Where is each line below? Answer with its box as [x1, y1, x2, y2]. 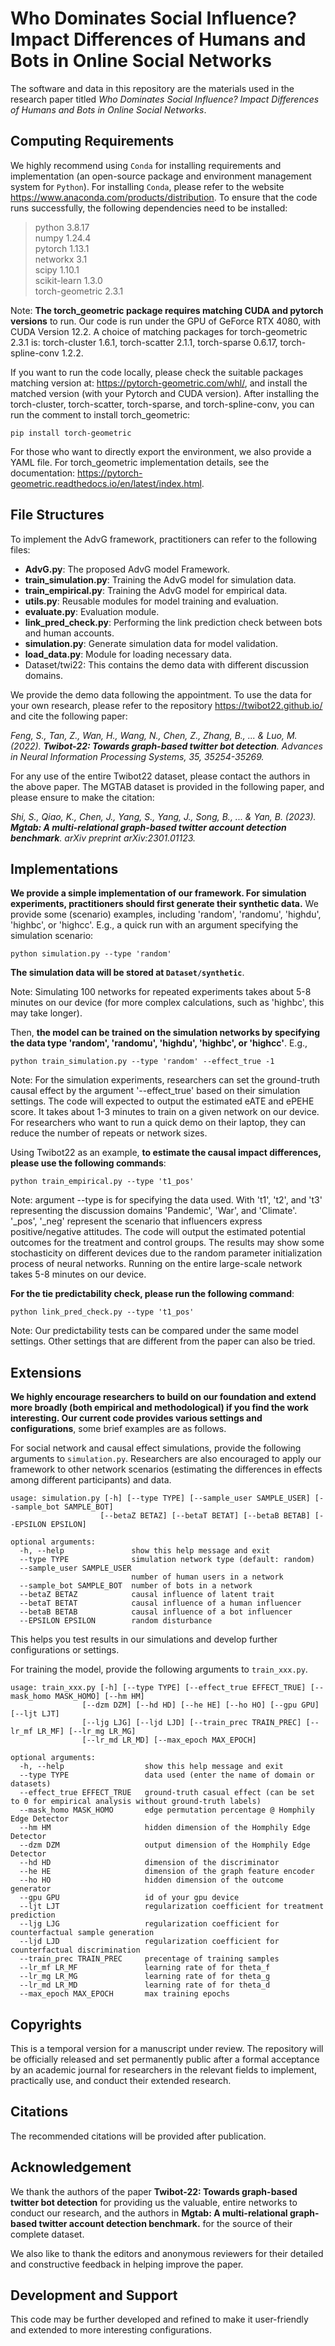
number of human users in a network [131, 1572, 284, 1582]
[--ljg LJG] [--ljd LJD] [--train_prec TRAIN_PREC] [81, 1718, 302, 1728]
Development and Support [10, 2287, 178, 2304]
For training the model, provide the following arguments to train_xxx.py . [10, 1663, 308, 1676]
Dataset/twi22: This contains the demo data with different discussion [24, 658, 310, 671]
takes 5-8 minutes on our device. [10, 1268, 147, 1281]
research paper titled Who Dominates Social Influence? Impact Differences [10, 93, 320, 105]
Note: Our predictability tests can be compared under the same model [10, 1325, 299, 1337]
